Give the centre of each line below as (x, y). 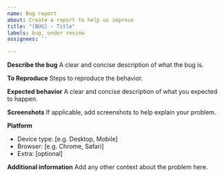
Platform (20, 126)
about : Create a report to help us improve (71, 20)
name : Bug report (32, 13)
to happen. (22, 99)
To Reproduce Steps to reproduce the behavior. (75, 78)
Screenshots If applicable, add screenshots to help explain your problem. (112, 112)
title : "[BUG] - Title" (41, 26)
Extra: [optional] (40, 154)
